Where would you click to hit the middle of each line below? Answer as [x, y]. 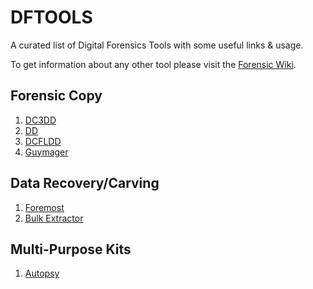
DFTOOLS [51, 17]
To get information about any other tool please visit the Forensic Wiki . [153, 64]
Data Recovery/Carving [85, 183]
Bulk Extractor [54, 218]
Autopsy [42, 273]
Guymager [46, 152]
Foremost [44, 207]
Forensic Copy [56, 96]
